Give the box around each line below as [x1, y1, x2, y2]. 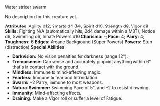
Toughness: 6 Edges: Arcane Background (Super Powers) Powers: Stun [5, 39, 152, 45]
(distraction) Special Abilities [5, 44, 65, 50]
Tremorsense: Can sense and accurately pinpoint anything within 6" [12, 59, 151, 64]
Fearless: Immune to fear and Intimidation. [12, 75, 99, 80]
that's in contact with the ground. [12, 64, 80, 70]
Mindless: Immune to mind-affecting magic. [12, 69, 102, 75]
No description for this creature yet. [5, 14, 78, 19]
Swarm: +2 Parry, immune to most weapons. [12, 79, 103, 85]
